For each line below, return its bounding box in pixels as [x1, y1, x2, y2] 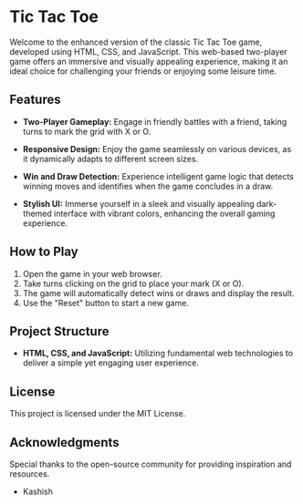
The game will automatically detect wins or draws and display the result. [22, 287, 295, 298]
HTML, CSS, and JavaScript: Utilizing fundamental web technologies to [22, 348, 294, 359]
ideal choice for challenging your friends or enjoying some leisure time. [9, 66, 277, 77]
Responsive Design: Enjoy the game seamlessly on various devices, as [22, 143, 292, 154]
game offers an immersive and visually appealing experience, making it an [9, 56, 288, 67]
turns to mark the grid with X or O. [22, 126, 151, 137]
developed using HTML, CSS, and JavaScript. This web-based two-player [9, 46, 287, 57]
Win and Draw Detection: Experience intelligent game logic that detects [22, 170, 294, 181]
